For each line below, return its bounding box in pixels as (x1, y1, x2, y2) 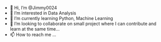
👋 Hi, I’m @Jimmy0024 (9, 5, 57, 10)
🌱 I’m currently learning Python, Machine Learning (9, 15, 113, 21)
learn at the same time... (9, 26, 60, 32)
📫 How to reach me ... (9, 31, 56, 37)
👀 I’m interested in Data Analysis (9, 10, 76, 16)
